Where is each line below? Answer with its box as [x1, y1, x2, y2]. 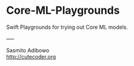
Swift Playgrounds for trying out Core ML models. [6, 23, 129, 31]
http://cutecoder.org [6, 53, 56, 60]
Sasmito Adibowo [6, 46, 50, 54]
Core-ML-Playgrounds [6, 4, 120, 17]
